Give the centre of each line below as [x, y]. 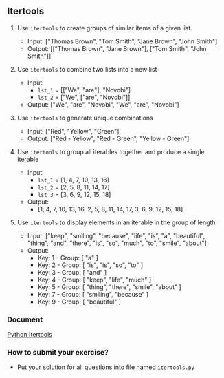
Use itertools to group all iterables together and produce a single [111, 151]
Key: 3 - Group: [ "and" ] [72, 272]
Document [25, 319]
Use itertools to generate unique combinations [85, 118]
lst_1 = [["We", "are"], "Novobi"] [84, 90]
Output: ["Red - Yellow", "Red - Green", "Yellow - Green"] [108, 138]
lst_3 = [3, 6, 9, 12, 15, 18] [74, 194]
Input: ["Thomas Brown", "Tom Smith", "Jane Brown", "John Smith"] [122, 41]
